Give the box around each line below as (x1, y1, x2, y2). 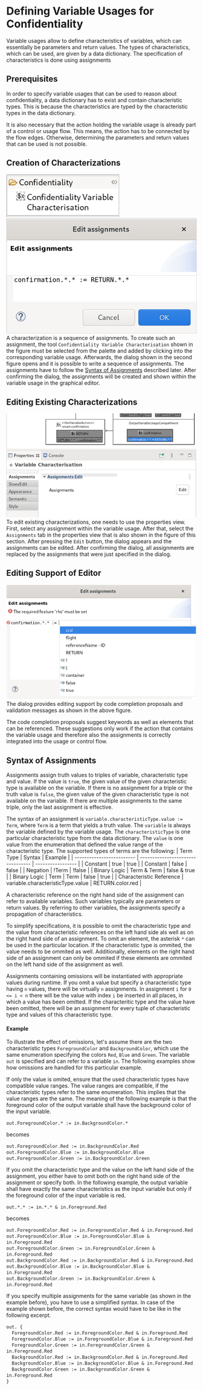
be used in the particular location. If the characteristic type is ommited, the (6, 942, 192, 949)
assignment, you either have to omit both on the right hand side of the (6, 1172, 180, 1180)
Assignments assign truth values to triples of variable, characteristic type (6, 771, 188, 778)
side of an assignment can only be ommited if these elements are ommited (6, 954, 192, 962)
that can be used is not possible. (6, 140, 88, 148)
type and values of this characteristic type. (6, 1011, 113, 1019)
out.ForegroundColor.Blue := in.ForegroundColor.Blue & (6, 1233, 150, 1239)
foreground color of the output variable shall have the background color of (6, 1101, 192, 1109)
